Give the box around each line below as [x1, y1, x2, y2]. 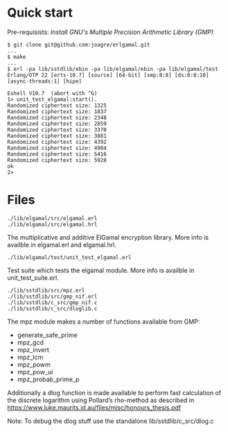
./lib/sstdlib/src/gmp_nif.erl [7, 293, 98, 300]
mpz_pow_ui [17, 367, 53, 376]
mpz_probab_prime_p [17, 375, 80, 383]
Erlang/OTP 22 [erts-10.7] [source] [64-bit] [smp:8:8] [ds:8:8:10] [7, 72, 209, 78]
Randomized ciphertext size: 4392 [7, 138, 107, 145]
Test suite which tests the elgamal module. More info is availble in [7, 266, 195, 274]
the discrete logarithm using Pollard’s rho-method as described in [7, 396, 195, 404]
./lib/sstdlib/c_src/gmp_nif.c [7, 299, 98, 306]
